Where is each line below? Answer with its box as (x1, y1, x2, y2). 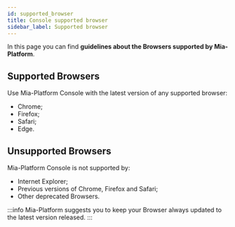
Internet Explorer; (17, 177, 68, 186)
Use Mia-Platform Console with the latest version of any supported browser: (7, 89, 228, 97)
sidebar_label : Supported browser (7, 23, 109, 30)
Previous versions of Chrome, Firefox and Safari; (17, 185, 159, 193)
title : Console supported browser (7, 17, 109, 24)
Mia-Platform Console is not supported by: (7, 164, 130, 172)
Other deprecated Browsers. (17, 192, 100, 200)
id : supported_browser (7, 10, 74, 18)
